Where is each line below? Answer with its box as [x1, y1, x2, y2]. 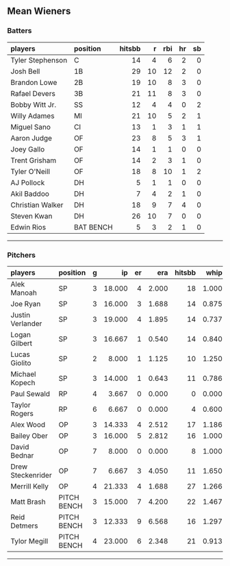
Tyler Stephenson [10, 55, 68, 64]
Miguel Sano [10, 122, 51, 132]
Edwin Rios [10, 222, 47, 232]
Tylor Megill [10, 536, 49, 545]
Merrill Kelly [10, 481, 49, 491]
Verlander [10, 319, 42, 328]
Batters [7, 26, 32, 36]
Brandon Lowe [10, 77, 57, 87]
